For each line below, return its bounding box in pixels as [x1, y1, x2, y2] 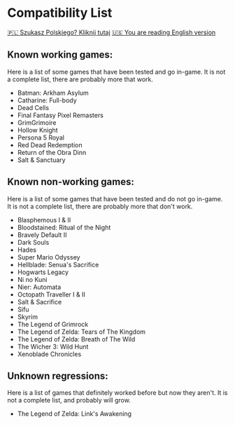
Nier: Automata [17, 283, 62, 291]
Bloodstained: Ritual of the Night [17, 223, 111, 231]
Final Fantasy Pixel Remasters [17, 111, 104, 119]
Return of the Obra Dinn [17, 148, 87, 156]
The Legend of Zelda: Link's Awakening [17, 410, 131, 418]
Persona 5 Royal [17, 133, 65, 142]
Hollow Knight [17, 126, 58, 134]
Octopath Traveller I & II [17, 290, 85, 299]
